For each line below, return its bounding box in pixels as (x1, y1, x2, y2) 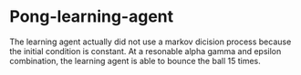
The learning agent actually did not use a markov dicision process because (9, 36, 292, 47)
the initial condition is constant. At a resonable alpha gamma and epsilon (9, 45, 282, 56)
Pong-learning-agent (9, 6, 174, 27)
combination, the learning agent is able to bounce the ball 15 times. (9, 55, 262, 66)
